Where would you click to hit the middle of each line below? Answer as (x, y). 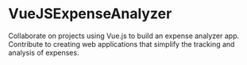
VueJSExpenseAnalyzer (90, 14)
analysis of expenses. (44, 52)
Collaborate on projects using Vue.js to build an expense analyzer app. (124, 36)
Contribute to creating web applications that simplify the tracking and (122, 44)
